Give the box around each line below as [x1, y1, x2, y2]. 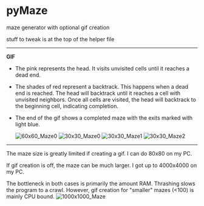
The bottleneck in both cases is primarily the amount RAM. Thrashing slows [6, 180, 195, 187]
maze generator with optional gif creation [6, 24, 110, 31]
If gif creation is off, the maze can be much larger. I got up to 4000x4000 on [6, 162, 197, 169]
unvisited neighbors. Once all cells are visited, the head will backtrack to [15, 95, 196, 103]
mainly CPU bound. [6, 193, 55, 200]
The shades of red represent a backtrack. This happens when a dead [15, 83, 189, 90]
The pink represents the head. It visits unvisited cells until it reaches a [15, 64, 190, 72]
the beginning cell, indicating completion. [15, 102, 118, 109]
